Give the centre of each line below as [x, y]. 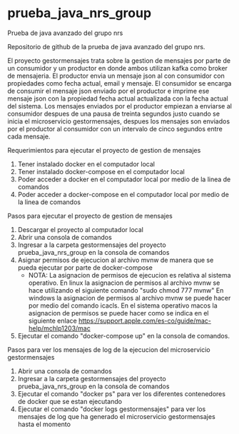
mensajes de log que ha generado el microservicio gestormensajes [116, 416]
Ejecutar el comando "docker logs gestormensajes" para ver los [112, 409]
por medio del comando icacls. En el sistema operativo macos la [123, 306]
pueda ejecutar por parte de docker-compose [85, 267]
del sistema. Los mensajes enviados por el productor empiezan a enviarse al [119, 106]
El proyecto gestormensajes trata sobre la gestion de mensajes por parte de [119, 60]
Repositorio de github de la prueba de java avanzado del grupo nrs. [106, 46]
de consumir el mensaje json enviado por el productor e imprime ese [108, 91]
